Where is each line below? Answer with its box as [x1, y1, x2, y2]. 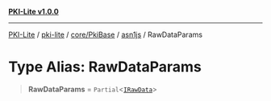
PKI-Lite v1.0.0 [8, 7, 59, 16]
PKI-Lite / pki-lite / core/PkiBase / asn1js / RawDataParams [8, 30, 203, 39]
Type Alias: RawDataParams [8, 58, 202, 76]
